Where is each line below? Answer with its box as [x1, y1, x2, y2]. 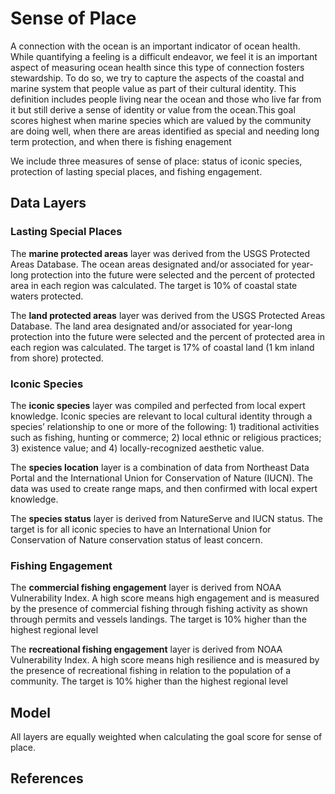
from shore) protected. [10, 352, 104, 364]
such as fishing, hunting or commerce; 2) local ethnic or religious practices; [10, 431, 322, 443]
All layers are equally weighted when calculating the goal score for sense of [10, 731, 323, 743]
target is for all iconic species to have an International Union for [10, 523, 272, 535]
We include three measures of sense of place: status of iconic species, [10, 155, 303, 167]
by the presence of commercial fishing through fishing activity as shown [10, 603, 308, 615]
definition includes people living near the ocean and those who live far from [10, 93, 322, 105]
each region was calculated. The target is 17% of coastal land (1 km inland [10, 341, 315, 353]
